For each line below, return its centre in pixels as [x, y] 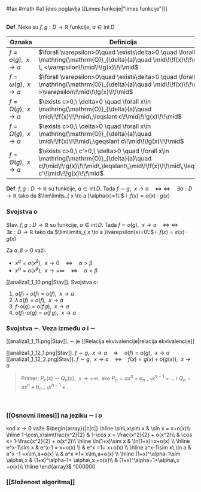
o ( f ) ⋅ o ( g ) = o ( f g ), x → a [45, 312]
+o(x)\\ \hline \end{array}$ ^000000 [51, 467]
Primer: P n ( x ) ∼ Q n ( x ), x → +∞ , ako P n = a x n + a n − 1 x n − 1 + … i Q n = [106, 378]
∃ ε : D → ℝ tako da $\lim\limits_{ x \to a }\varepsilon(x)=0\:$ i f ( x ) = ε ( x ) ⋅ [97, 232]
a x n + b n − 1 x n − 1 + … [46, 387]
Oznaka [21, 42]
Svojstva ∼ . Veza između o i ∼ [51, 328]
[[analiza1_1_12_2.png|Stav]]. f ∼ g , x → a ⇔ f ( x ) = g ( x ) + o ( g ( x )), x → [98, 359]
